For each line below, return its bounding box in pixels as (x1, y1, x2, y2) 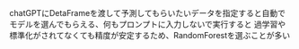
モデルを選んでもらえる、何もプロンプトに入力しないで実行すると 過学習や (9, 19, 286, 29)
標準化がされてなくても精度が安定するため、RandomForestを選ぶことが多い (9, 30, 291, 40)
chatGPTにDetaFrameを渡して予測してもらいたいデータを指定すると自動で (9, 8, 286, 18)
